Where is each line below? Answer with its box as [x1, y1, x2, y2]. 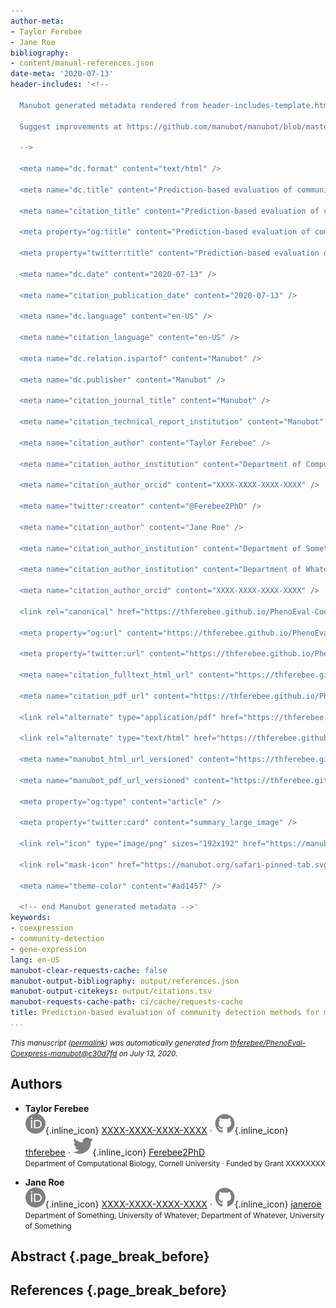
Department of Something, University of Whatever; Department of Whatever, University [24, 1210, 325, 1220]
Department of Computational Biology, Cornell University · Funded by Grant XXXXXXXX [24, 1158, 326, 1169]
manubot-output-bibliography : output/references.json [10, 976, 240, 986]
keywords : [10, 913, 52, 923]
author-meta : [10, 16, 65, 26]
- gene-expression [10, 944, 87, 954]
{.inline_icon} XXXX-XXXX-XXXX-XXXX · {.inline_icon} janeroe [44, 1198, 322, 1210]
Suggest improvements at [19, 121, 123, 132]
